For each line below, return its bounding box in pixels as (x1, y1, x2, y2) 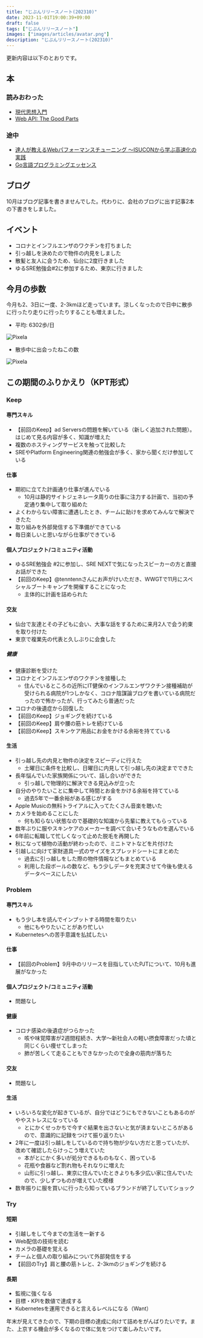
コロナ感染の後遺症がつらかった (14, 1027, 95, 1034)
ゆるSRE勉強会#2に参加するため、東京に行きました (14, 264, 143, 272)
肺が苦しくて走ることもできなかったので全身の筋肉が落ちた (24, 1050, 172, 1057)
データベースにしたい (24, 870, 77, 877)
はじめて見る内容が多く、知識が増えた (14, 433, 111, 441)
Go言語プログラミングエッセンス (14, 161, 97, 168)
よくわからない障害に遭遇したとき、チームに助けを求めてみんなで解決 (14, 508, 190, 515)
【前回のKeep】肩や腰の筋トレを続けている (14, 720, 124, 727)
